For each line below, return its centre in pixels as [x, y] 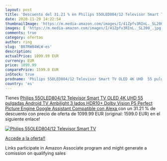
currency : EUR [20, 61]
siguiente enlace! [23, 119]
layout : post [19, 10]
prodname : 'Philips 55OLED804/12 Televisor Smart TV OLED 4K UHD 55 [79, 79]
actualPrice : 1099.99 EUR [32, 56]
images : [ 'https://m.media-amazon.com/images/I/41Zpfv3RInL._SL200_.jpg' [84, 28]
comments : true [21, 33]
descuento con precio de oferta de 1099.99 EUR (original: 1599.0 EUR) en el [83, 114]
